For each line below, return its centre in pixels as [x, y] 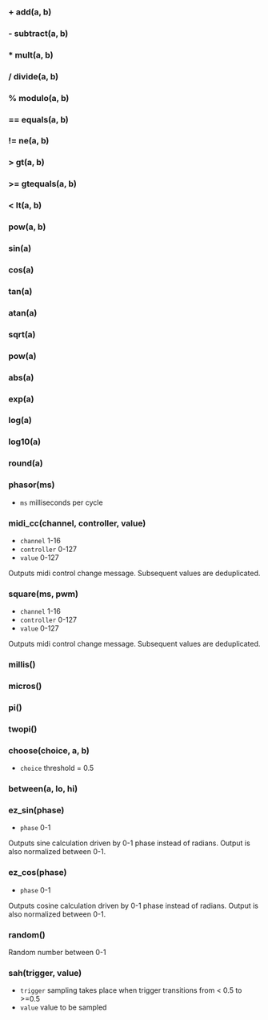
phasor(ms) [32, 485]
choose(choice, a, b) [49, 750]
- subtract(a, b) [38, 33]
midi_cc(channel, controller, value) [77, 523]
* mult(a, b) [31, 54]
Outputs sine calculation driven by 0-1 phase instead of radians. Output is [129, 843]
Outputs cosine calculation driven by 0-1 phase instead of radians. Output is [133, 905]
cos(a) [21, 269]
